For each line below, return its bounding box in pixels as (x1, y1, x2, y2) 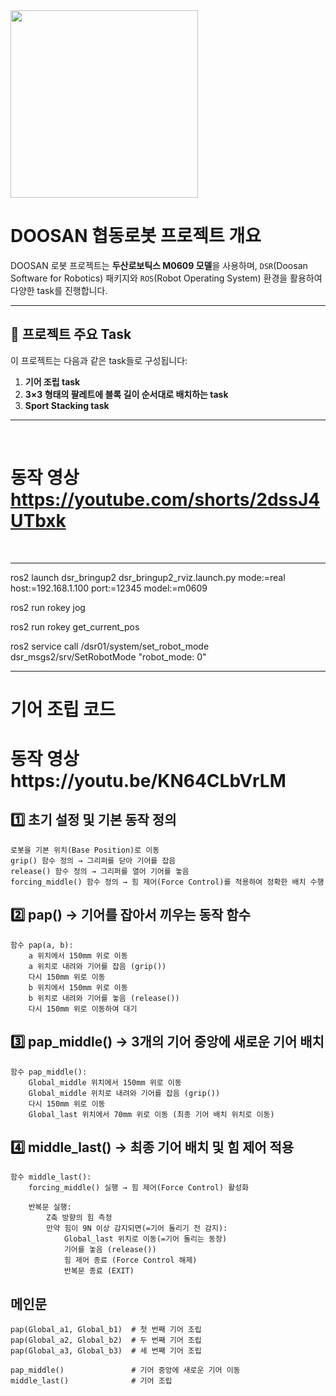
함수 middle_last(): (10, 1172, 92, 1183)
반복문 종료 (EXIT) (63, 1266, 135, 1276)
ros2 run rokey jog (10, 601, 86, 613)
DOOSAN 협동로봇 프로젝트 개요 (10, 225, 262, 248)
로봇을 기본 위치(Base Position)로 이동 (10, 845, 160, 855)
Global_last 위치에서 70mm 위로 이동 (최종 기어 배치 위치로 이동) (28, 1109, 275, 1119)
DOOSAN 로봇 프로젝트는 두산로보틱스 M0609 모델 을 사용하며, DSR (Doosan (10, 259, 308, 271)
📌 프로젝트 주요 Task (10, 326, 132, 343)
